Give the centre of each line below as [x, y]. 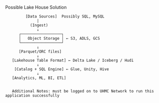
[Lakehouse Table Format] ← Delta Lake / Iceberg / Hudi [73, 60]
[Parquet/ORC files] [40, 52]
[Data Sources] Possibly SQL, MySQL [65, 17]
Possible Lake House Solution [36, 7]
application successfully [32, 95]
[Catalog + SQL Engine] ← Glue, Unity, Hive [62, 69]
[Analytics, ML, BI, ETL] [39, 78]
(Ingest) [39, 25]
